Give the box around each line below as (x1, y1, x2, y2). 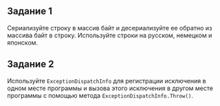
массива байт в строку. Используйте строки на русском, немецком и (7, 31, 212, 39)
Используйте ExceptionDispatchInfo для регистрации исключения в (7, 76, 206, 85)
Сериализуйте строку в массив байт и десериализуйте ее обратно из (7, 23, 212, 32)
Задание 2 (7, 59, 54, 70)
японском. (7, 38, 38, 47)
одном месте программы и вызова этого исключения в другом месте (7, 84, 213, 92)
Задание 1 (7, 6, 53, 17)
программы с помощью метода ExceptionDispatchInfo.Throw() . (7, 91, 194, 99)
